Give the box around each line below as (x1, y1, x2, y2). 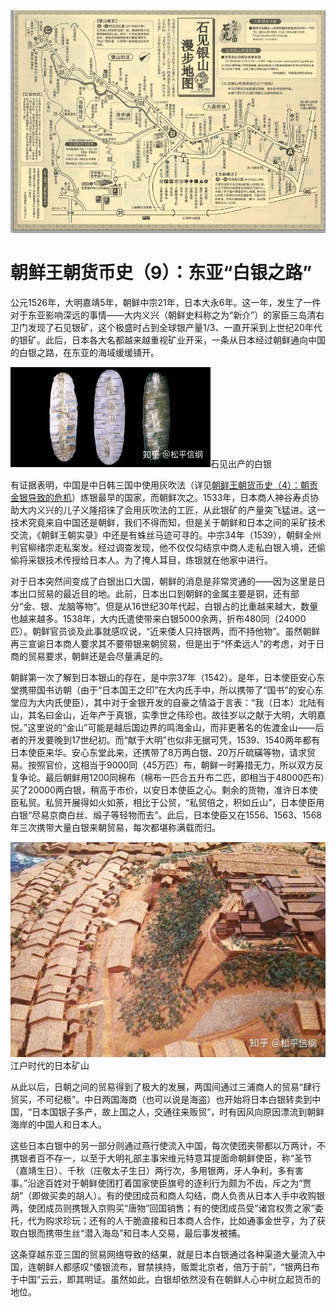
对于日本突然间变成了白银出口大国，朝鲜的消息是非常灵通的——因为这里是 (10, 575, 317, 587)
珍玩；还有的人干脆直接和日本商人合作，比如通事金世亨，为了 (62, 1215, 317, 1227)
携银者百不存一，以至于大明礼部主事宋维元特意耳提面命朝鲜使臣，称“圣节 (10, 1152, 313, 1164)
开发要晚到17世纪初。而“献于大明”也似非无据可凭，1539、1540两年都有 (27, 734, 321, 746)
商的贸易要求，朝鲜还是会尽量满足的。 (10, 650, 168, 662)
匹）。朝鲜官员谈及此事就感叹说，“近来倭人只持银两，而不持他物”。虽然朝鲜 (10, 625, 321, 637)
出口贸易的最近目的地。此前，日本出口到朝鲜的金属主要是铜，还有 (18, 587, 291, 599)
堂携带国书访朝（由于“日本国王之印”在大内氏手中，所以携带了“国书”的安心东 (10, 684, 324, 696)
